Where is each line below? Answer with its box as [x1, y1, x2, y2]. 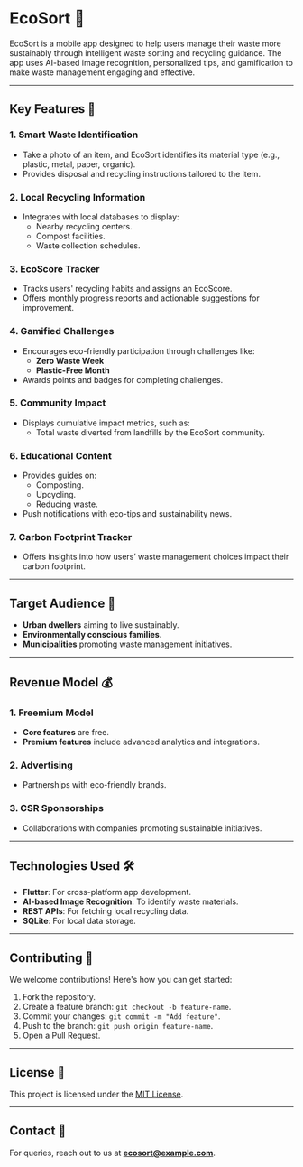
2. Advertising [9, 759, 74, 771]
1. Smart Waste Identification [9, 128, 139, 141]
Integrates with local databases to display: [22, 211, 179, 222]
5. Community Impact [9, 397, 106, 409]
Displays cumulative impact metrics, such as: [22, 417, 191, 428]
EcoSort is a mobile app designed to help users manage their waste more [9, 38, 282, 49]
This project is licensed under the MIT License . [9, 1088, 184, 1099]
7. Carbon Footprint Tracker [9, 531, 133, 544]
